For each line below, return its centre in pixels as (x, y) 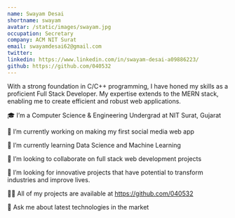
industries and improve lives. (49, 179)
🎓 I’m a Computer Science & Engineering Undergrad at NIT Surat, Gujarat (114, 115)
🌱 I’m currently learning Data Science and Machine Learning (94, 145)
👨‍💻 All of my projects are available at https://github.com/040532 (100, 193)
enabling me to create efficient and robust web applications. (94, 101)
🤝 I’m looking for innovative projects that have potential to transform (105, 172)
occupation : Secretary (40, 33)
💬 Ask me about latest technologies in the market (78, 207)
